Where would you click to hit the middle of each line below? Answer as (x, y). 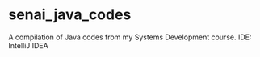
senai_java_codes (70, 15)
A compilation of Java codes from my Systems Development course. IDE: (130, 37)
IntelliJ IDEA (28, 45)
